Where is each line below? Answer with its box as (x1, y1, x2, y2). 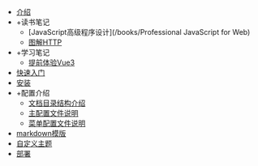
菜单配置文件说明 (28, 118, 86, 128)
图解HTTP (28, 37, 62, 47)
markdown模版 (15, 129, 67, 138)
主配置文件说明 (28, 109, 79, 117)
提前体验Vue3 (28, 57, 75, 67)
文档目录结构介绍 (28, 98, 86, 108)
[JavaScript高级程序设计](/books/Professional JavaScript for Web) (28, 28, 251, 36)
